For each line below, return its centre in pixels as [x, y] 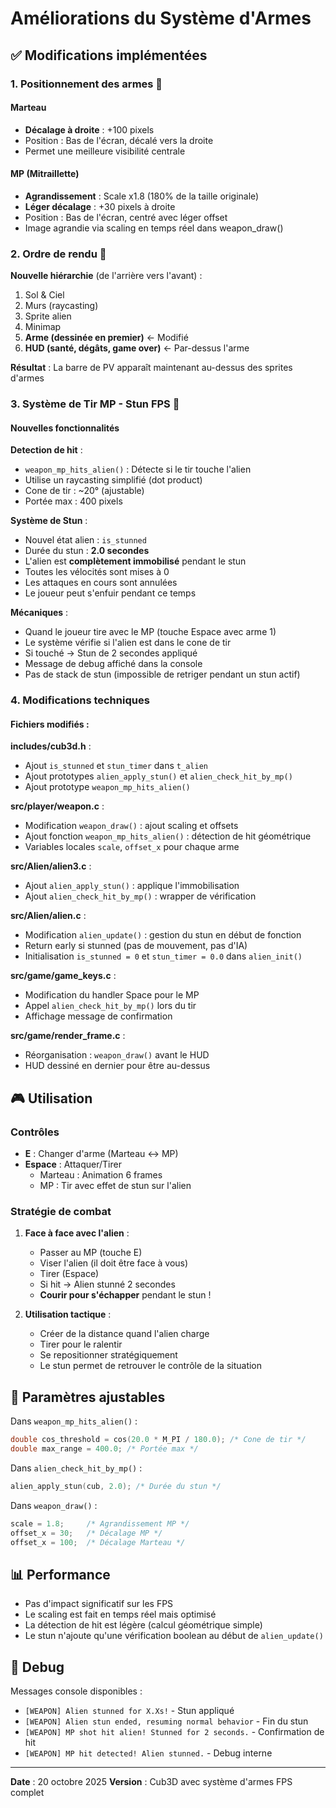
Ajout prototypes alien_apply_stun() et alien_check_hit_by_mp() [158, 776]
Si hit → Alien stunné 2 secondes [107, 1284]
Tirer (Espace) [69, 1274]
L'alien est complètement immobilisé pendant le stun [135, 561]
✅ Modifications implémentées [109, 55]
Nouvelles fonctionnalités [65, 428]
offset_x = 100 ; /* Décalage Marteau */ [98, 1542]
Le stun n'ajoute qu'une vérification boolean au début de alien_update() [174, 1636]
